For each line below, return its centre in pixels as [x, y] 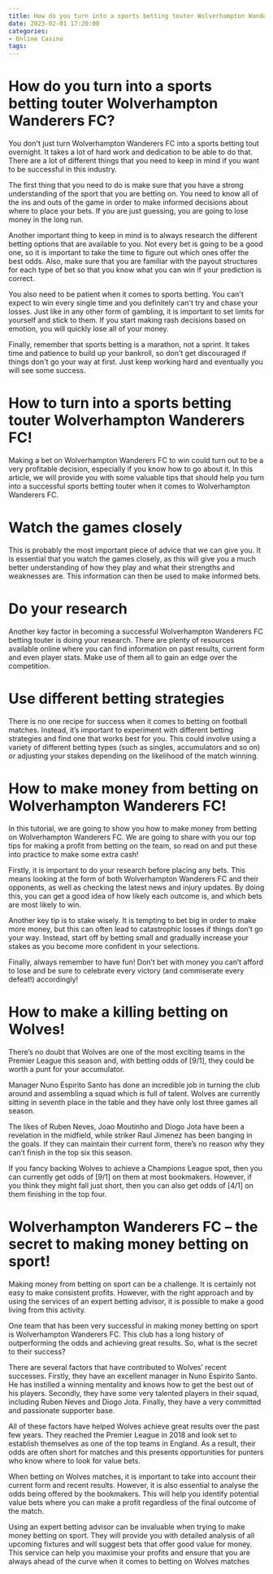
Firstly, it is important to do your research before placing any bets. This [127, 869]
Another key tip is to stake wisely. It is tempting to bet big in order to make [132, 920]
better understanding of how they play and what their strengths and [122, 567]
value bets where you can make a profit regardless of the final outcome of [132, 1502]
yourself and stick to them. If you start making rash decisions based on [127, 320]
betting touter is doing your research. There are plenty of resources [121, 640]
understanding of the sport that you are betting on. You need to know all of [134, 194]
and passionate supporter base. [62, 1410]
